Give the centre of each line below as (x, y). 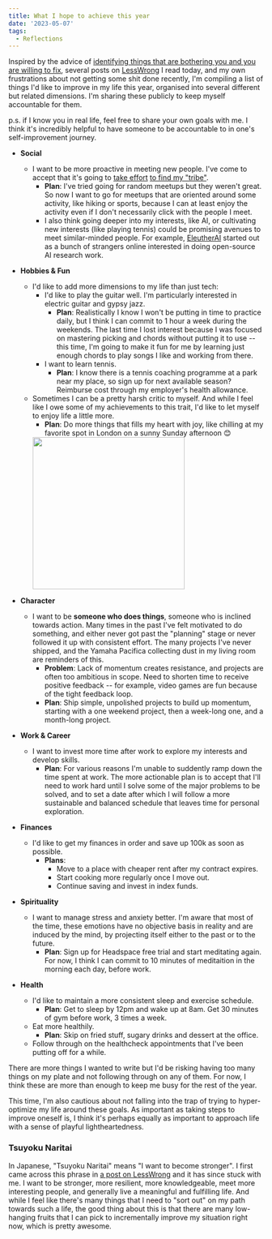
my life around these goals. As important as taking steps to (137, 1110)
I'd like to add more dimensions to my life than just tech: (125, 287)
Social (31, 153)
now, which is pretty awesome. (60, 1226)
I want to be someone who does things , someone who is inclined (142, 616)
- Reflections (39, 39)
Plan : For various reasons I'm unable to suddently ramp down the (153, 769)
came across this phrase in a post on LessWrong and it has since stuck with (135, 1174)
